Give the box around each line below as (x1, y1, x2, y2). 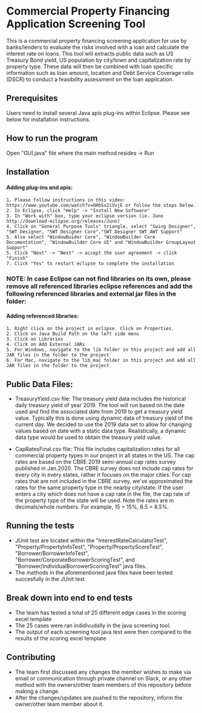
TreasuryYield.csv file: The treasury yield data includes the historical (15, 395, 186, 403)
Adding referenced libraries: (6, 312, 79, 319)
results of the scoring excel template (15, 634, 106, 642)
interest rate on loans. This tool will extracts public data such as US (6, 50, 174, 57)
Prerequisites (6, 93, 58, 103)
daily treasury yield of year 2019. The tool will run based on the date (15, 402, 185, 409)
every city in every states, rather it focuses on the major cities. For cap (15, 471, 192, 478)
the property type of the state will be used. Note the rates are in (15, 497, 174, 504)
